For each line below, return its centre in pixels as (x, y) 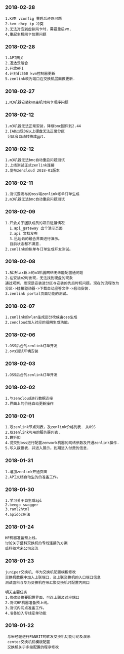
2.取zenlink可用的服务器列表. (33, 432)
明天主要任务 (16, 592)
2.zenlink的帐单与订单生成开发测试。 (39, 249)
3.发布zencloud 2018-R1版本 (33, 170)
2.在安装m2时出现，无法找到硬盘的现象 (39, 278)
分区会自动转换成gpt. (26, 136)
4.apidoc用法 (18, 514)
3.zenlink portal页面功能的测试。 (38, 293)
